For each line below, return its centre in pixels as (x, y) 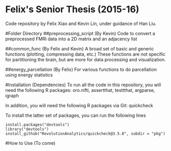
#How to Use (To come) (30, 143)
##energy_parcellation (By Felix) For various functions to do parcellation (81, 69)
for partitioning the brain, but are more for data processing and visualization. (86, 59)
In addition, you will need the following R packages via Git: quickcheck (79, 105)
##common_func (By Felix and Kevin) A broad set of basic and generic (80, 48)
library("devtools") (27, 129)
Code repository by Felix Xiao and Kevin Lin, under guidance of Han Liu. (81, 23)
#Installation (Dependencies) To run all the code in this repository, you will (83, 85)
